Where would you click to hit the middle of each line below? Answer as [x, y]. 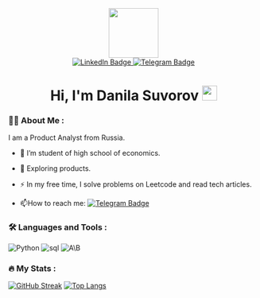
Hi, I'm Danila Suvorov [124, 96]
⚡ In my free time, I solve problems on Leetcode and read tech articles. [136, 184]
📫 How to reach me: [52, 203]
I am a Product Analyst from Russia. [67, 137]
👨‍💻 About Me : [37, 121]
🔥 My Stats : [32, 268]
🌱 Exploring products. [55, 168]
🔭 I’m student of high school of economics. [90, 153]
